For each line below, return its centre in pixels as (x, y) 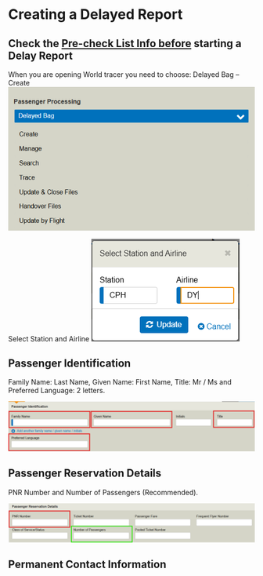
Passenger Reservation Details (85, 474)
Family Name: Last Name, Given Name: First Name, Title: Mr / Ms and (120, 382)
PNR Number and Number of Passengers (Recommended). (103, 492)
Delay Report (40, 55)
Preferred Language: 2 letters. (57, 391)
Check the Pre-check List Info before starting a (125, 44)
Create (19, 83)
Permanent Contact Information (87, 565)
